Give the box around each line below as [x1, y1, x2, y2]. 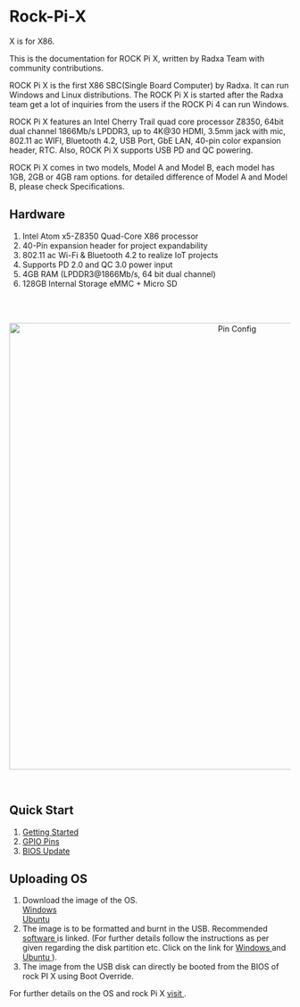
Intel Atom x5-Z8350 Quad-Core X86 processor [21, 231, 199, 241]
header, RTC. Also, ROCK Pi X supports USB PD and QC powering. [9, 145, 254, 155]
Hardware [9, 207, 65, 222]
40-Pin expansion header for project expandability [21, 239, 208, 251]
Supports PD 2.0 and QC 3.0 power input [21, 259, 173, 270]
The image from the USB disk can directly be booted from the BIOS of [21, 961, 279, 972]
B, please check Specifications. [9, 180, 125, 191]
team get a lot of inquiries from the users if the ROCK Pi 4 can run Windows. [9, 98, 290, 109]
